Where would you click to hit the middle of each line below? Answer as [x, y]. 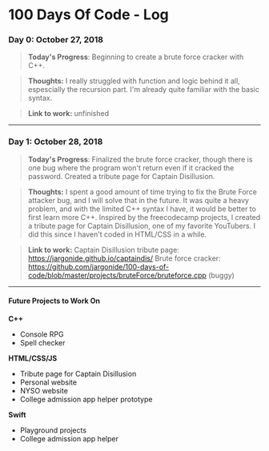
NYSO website [44, 390]
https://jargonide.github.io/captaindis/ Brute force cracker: [124, 258]
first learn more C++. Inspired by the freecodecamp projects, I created [144, 217]
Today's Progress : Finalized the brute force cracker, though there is [140, 159]
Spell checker [42, 342]
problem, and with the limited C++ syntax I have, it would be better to [142, 209]
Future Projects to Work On [54, 301]
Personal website [48, 382]
